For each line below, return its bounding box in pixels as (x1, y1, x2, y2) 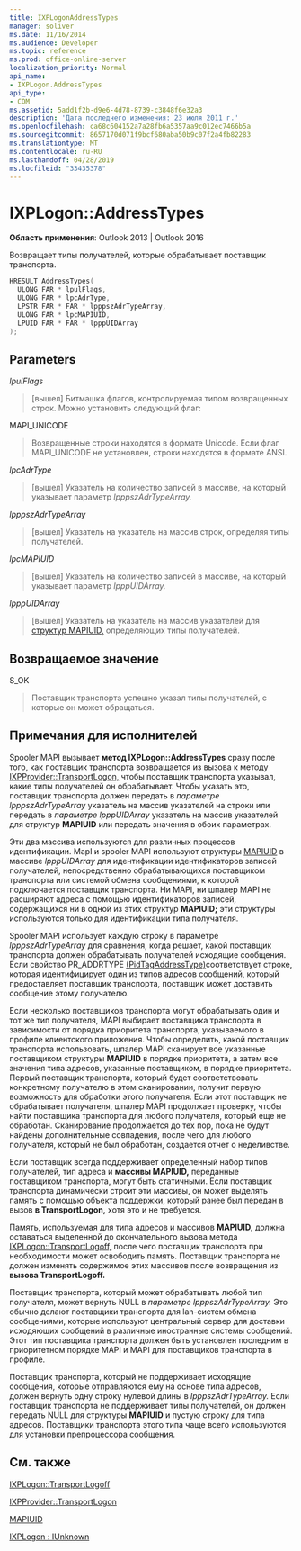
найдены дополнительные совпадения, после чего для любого (9, 1129, 252, 1140)
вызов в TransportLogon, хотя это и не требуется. (9, 1204, 202, 1215)
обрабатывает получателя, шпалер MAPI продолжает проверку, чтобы (9, 1100, 282, 1112)
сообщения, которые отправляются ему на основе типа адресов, (9, 1381, 261, 1392)
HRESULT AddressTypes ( (9, 276, 94, 286)
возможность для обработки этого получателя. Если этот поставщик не (9, 1091, 288, 1102)
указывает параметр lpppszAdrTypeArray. (31, 491, 192, 502)
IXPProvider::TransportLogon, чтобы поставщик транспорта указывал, (9, 771, 277, 781)
